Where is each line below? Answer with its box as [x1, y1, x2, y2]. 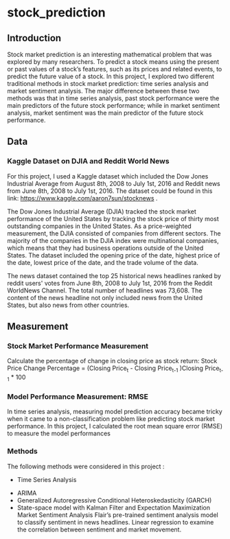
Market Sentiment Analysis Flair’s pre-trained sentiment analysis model [16, 510, 218, 519]
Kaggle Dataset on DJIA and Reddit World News [7, 157, 170, 166]
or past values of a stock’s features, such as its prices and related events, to [7, 65, 222, 73]
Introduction [7, 32, 62, 44]
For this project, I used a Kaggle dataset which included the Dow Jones [7, 172, 209, 180]
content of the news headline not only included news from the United [7, 293, 203, 301]
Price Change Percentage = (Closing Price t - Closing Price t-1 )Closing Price [7, 364, 220, 374]
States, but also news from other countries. [7, 301, 130, 309]
